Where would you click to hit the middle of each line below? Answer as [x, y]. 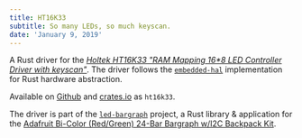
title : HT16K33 [38, 18]
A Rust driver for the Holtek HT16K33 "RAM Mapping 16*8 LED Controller [146, 60]
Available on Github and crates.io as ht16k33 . [92, 97]
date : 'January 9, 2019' [56, 34]
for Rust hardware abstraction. [66, 79]
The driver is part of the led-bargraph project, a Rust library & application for [151, 115]
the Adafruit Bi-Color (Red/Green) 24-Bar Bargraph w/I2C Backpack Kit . [143, 124]
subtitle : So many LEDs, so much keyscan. [90, 26]
